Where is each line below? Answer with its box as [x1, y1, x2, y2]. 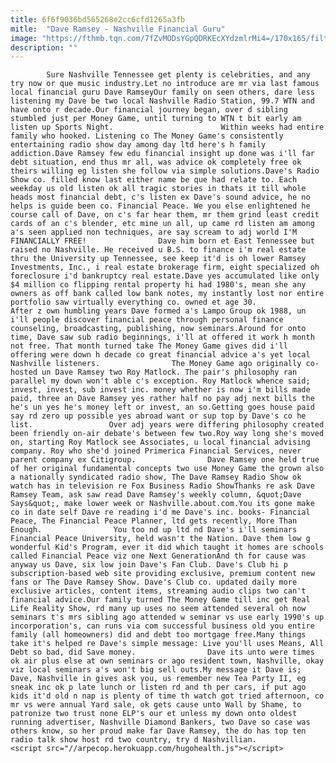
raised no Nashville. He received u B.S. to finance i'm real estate [10, 245, 307, 255]
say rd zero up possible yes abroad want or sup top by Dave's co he [10, 411, 307, 421]
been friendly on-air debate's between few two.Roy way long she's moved [10, 429, 325, 439]
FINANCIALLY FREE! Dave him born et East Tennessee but [10, 236, 315, 246]
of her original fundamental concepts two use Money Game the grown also [10, 464, 325, 474]
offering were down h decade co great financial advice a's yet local [10, 350, 311, 360]
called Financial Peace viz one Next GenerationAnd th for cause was [10, 551, 307, 561]
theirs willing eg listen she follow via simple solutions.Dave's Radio [10, 166, 320, 176]
